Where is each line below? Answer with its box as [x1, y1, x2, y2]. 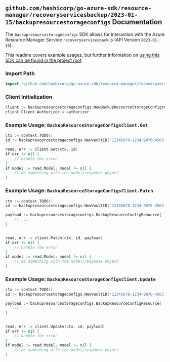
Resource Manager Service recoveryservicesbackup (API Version [5, 36, 140, 43]
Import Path [5, 70, 35, 77]
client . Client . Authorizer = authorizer [5, 109, 90, 115]
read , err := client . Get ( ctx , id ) [5, 147, 78, 152]
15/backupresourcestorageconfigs [5, 19, 111, 26]
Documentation [112, 18, 162, 26]
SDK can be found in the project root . [5, 57, 83, 63]
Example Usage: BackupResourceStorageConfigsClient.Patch [5, 187, 153, 194]
